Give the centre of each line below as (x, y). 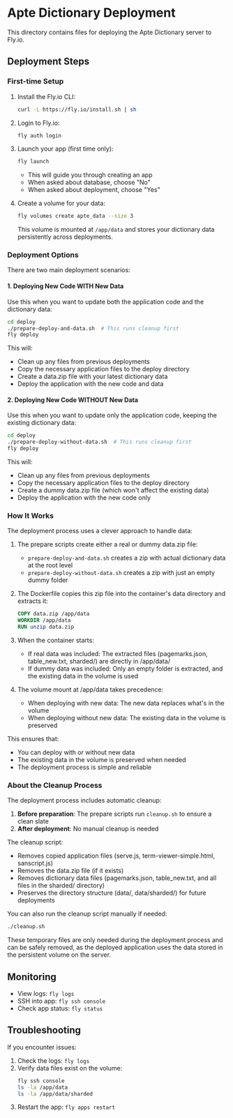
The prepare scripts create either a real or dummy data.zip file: (107, 544)
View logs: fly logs (46, 993)
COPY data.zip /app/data (53, 614)
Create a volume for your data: (61, 203)
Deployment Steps (48, 62)
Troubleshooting (44, 1030)
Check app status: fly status (60, 1008)
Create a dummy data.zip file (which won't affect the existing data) (113, 491)
